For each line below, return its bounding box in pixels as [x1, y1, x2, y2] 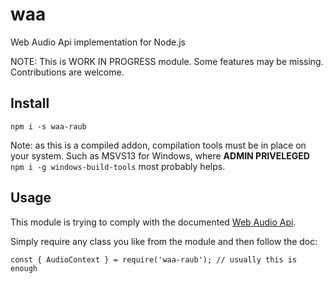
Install [10, 95, 50, 112]
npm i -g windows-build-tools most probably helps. [10, 160, 226, 172]
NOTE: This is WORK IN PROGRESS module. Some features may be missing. [10, 55, 324, 67]
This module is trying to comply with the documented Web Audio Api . [10, 216, 297, 228]
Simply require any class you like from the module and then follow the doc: [10, 235, 318, 247]
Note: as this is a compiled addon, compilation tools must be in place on [10, 139, 307, 151]
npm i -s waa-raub [10, 121, 87, 132]
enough [10, 263, 38, 273]
